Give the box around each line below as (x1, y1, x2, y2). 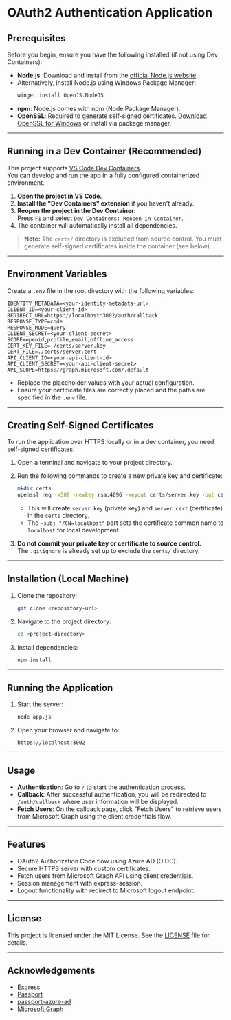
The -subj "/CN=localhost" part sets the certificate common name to (27, 519, 224, 527)
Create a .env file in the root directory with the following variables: (7, 286, 195, 294)
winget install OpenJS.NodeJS (16, 92, 104, 99)
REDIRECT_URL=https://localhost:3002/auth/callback (7, 312, 158, 319)
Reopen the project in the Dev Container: (16, 206, 136, 214)
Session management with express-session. (16, 879, 143, 887)
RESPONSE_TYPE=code (7, 318, 63, 325)
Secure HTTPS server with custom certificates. (16, 864, 151, 872)
